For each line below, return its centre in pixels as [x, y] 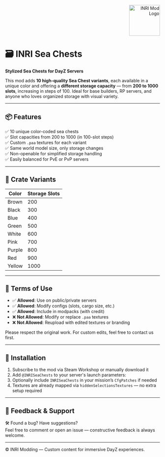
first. [10, 338]
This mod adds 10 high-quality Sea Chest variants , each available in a [77, 80]
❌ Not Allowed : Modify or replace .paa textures [60, 317]
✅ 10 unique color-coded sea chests [42, 131]
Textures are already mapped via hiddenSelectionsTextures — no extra [84, 386]
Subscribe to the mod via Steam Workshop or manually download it [80, 370]
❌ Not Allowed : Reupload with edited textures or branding [71, 322]
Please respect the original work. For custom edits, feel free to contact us [79, 332]
